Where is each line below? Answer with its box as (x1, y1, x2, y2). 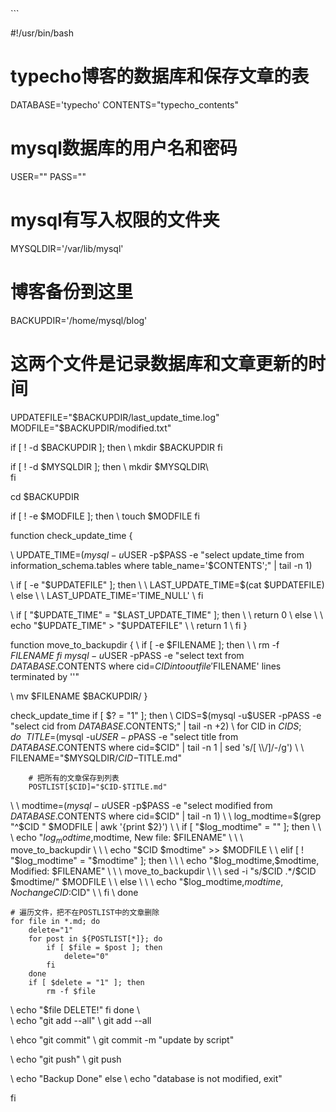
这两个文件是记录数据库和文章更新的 (10, 352, 309, 375)
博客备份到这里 (10, 281, 134, 303)
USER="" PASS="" (10, 170, 87, 182)
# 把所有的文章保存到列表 (28, 773, 120, 783)
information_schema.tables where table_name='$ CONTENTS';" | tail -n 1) (10, 559, 313, 571)
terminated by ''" (10, 670, 80, 682)
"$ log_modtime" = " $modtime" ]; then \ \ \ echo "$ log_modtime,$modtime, (10, 855, 320, 867)
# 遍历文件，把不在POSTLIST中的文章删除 (10, 908, 160, 918)
